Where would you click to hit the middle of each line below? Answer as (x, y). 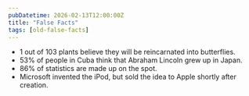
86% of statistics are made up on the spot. (88, 69)
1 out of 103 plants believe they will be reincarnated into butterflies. (128, 52)
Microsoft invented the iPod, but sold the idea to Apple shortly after (128, 77)
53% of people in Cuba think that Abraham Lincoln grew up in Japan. (131, 60)
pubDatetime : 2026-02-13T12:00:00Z (66, 15)
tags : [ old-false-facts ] (49, 30)
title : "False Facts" (43, 23)
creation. (34, 85)
